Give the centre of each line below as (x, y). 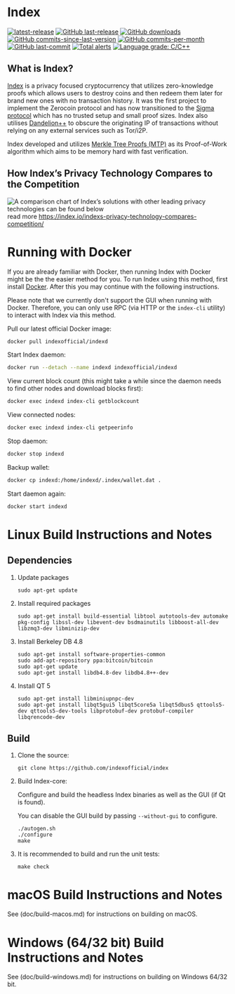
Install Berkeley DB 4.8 (50, 641)
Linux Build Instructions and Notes (110, 535)
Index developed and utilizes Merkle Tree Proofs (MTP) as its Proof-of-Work (117, 144)
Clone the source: (43, 755)
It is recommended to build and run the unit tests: (88, 854)
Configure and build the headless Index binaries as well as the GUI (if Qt (121, 795)
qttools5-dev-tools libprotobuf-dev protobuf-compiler (112, 711)
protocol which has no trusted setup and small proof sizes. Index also (108, 115)
